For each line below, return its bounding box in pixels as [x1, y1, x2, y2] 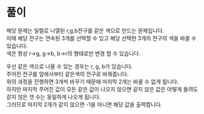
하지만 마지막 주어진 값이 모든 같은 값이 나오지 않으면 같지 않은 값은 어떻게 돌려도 [6, 85, 199, 93]
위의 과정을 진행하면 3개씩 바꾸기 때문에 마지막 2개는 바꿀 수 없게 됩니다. [6, 77, 179, 85]
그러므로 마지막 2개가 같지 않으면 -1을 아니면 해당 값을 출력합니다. [6, 101, 162, 108]
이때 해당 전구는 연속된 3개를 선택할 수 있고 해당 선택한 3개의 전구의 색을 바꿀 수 [6, 34, 197, 41]
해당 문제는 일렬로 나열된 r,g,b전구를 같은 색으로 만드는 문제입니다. [6, 27, 164, 34]
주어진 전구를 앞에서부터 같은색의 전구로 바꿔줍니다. [6, 70, 129, 77]
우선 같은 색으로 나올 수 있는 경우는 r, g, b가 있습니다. [6, 62, 133, 70]
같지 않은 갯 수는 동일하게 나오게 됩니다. [6, 93, 101, 101]
